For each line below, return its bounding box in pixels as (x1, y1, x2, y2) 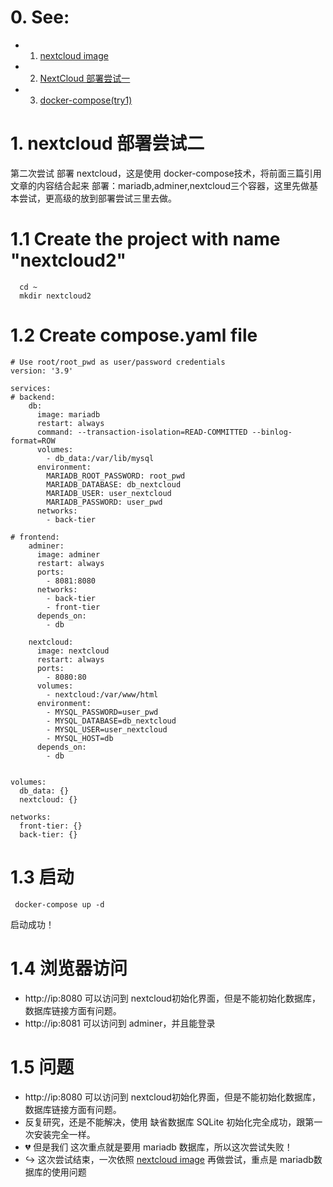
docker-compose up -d (14, 899, 105, 910)
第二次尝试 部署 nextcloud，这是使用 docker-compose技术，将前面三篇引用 (10, 167, 322, 179)
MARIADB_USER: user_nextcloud (46, 488, 172, 498)
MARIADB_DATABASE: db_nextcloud (46, 479, 182, 490)
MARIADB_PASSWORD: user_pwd (46, 497, 163, 507)
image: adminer (36, 549, 101, 560)
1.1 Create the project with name (10, 228, 281, 251)
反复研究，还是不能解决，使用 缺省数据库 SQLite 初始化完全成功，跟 (24, 1116, 306, 1128)
